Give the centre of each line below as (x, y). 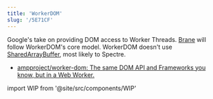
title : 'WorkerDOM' (35, 13)
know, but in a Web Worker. (55, 75)
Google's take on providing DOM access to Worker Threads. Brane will (107, 39)
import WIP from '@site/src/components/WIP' (72, 88)
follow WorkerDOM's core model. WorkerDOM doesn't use (90, 47)
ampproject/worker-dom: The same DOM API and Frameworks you (111, 67)
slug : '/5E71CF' (30, 20)
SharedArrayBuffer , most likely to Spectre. (66, 54)
